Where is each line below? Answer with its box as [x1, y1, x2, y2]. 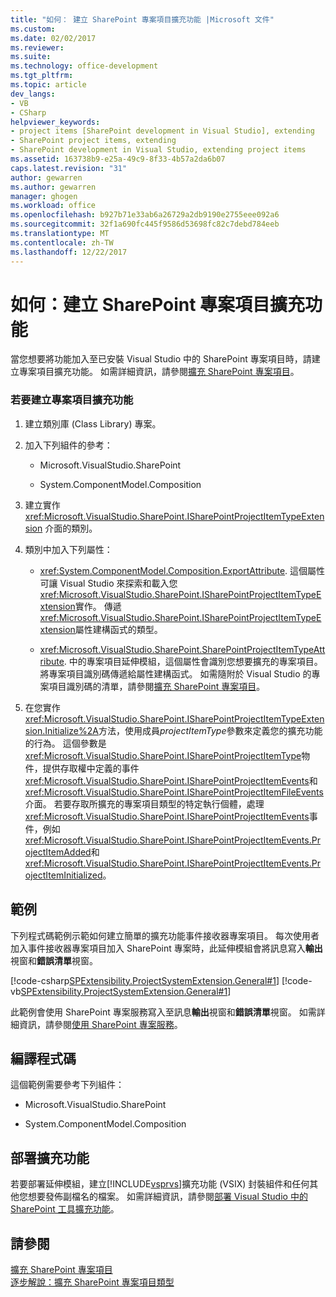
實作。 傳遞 [74, 600, 122, 612]
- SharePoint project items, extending [10, 136, 177, 146]
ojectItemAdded [24, 846, 92, 858]
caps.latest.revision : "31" [10, 163, 128, 173]
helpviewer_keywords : [10, 117, 101, 127]
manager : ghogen [10, 191, 78, 201]
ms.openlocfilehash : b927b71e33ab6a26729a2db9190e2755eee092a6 [10, 210, 280, 220]
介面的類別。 [44, 522, 98, 534]
